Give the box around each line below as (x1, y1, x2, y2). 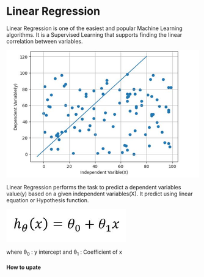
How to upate (6, 264, 42, 271)
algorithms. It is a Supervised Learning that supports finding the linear (6, 31, 183, 38)
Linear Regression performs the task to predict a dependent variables (6, 183, 181, 191)
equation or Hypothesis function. (6, 196, 89, 203)
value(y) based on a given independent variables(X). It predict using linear (6, 190, 194, 197)
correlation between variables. (6, 37, 84, 45)
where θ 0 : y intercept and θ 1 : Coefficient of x (6, 248, 122, 257)
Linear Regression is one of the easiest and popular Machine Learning (6, 25, 183, 32)
